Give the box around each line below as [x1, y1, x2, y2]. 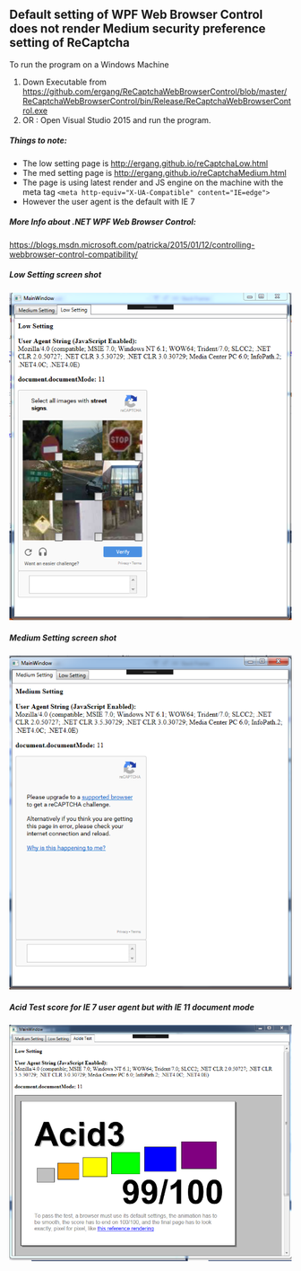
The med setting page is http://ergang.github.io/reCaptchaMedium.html [21, 167, 287, 178]
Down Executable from [21, 76, 107, 87]
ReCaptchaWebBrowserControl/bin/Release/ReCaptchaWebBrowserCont [21, 95, 291, 106]
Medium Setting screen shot [9, 632, 117, 643]
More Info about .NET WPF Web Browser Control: [9, 216, 197, 227]
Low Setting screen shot [9, 269, 102, 280]
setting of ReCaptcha [9, 35, 130, 50]
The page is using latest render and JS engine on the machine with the [21, 177, 284, 188]
